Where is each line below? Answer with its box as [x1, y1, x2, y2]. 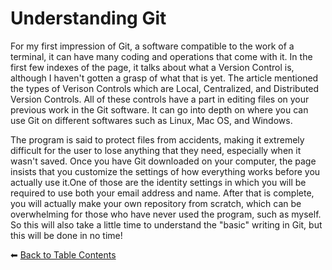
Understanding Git [10, 7, 167, 30]
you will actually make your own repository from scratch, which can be [10, 197, 302, 209]
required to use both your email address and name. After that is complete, [10, 187, 315, 199]
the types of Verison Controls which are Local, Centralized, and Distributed [10, 82, 320, 94]
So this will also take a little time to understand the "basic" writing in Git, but [10, 218, 323, 231]
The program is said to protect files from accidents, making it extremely [10, 133, 305, 146]
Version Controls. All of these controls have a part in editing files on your [10, 93, 310, 105]
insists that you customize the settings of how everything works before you [10, 165, 321, 177]
